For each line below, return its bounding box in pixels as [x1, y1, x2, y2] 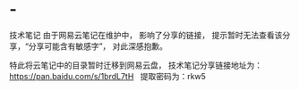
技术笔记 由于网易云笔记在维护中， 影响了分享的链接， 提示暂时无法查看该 [9, 29, 283, 40]
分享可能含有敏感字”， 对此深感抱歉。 [28, 40, 168, 52]
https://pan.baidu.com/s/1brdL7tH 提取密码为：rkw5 [9, 70, 206, 81]
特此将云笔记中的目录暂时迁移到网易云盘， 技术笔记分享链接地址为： [9, 60, 262, 70]
